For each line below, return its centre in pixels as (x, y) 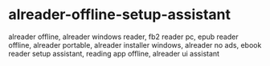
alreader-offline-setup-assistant (120, 15)
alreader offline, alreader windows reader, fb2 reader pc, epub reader (123, 37)
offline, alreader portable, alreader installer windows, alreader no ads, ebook (135, 45)
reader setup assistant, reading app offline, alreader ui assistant (114, 53)
